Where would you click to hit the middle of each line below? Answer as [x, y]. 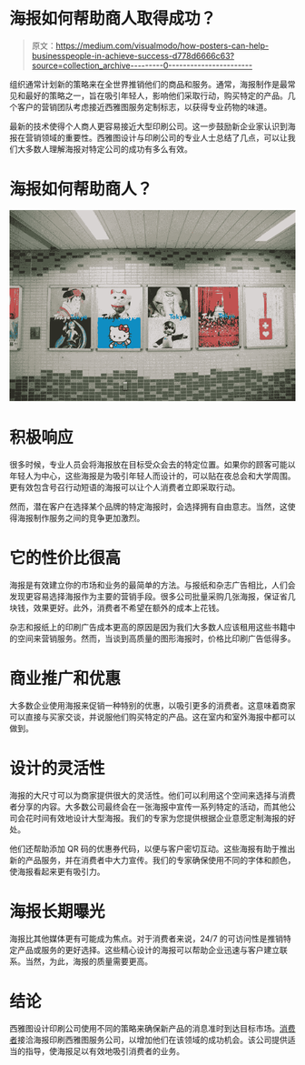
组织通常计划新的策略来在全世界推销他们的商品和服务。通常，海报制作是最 [148, 84]
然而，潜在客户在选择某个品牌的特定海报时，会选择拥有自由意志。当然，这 [148, 507]
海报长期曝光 [58, 911]
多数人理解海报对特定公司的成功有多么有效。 [108, 149]
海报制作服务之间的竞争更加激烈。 [81, 517]
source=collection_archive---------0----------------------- [142, 65]
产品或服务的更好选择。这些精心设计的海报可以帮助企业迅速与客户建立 [148, 949]
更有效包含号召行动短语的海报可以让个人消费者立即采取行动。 [125, 487]
